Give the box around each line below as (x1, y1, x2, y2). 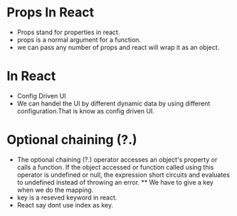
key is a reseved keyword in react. (16, 193, 117, 202)
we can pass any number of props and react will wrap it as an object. (16, 43, 220, 51)
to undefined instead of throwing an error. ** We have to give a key (16, 178, 214, 186)
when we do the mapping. (16, 185, 94, 194)
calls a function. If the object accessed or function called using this (16, 163, 214, 171)
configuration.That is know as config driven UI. (16, 106, 154, 115)
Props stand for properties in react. (16, 28, 120, 36)
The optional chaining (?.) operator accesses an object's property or (16, 155, 218, 164)
